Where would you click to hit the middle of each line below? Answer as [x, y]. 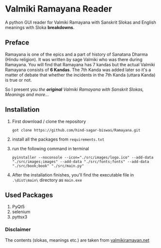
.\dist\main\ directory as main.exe [47, 180]
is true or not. [18, 80]
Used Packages [29, 195]
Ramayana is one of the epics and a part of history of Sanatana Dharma [76, 54]
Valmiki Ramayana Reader [59, 9]
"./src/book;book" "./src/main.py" [48, 166]
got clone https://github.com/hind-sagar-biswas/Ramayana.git [76, 130]
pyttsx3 [20, 217]
